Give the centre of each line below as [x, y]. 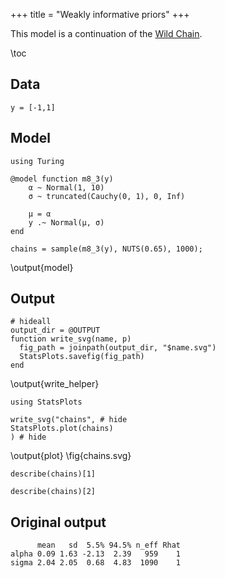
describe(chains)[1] [53, 474]
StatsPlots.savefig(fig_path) [82, 357]
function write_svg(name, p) [71, 339]
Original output [58, 522]
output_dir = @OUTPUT [55, 330]
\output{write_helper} [55, 384]
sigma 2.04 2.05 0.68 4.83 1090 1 [96, 563]
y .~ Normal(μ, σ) [66, 222]
